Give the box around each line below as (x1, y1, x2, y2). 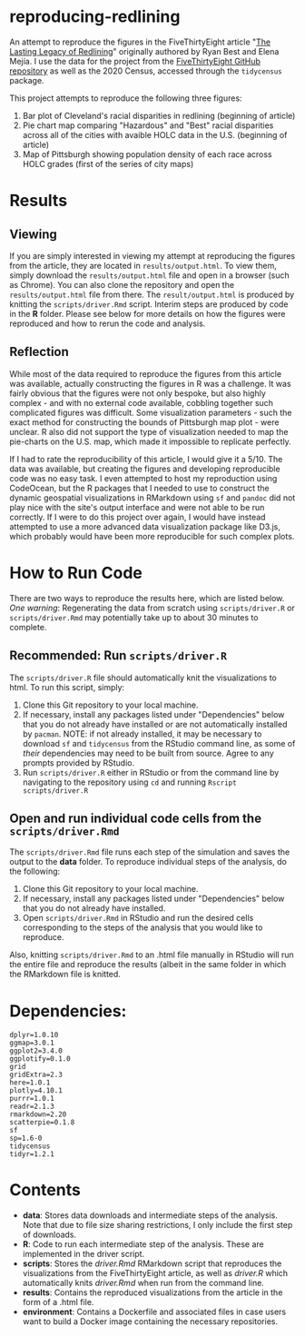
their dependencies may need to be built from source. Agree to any (22, 747, 274, 758)
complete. (9, 621, 47, 632)
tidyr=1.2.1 (9, 1150, 54, 1159)
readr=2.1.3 (9, 1102, 54, 1112)
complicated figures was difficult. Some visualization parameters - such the (9, 407, 292, 418)
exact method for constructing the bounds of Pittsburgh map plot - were (9, 416, 280, 428)
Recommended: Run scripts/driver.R (9, 648, 227, 664)
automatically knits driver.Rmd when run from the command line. (22, 1278, 265, 1289)
